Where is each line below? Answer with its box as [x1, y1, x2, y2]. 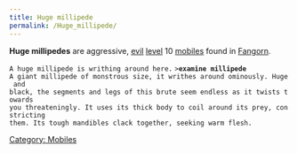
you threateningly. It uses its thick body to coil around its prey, [9, 103, 273, 111]
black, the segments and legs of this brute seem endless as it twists [9, 88, 280, 96]
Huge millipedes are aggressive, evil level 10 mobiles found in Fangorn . [9, 45, 271, 56]
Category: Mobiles [9, 134, 77, 144]
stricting [9, 111, 46, 119]
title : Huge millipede [9, 12, 93, 22]
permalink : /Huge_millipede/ [9, 21, 117, 30]
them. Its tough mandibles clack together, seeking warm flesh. [9, 119, 253, 127]
